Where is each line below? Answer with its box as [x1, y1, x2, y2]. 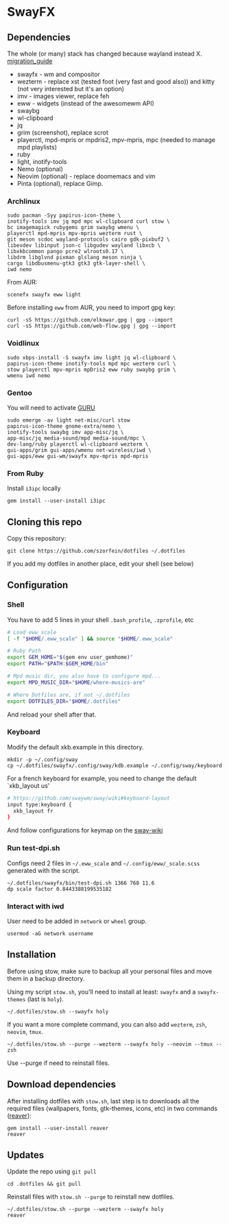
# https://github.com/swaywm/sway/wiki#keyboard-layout [7, 795, 170, 802]
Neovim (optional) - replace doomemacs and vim [16, 172, 156, 180]
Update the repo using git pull [7, 1167, 97, 1176]
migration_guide [7, 57, 53, 65]
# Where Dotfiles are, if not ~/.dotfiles [7, 691, 130, 698]
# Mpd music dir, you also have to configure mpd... [7, 673, 161, 680]
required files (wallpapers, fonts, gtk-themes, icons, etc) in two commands [7, 1104, 218, 1112]
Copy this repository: [7, 534, 67, 542]
